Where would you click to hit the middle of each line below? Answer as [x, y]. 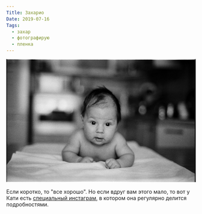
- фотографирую [31, 38]
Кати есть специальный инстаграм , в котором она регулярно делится [96, 198]
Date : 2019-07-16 [28, 19]
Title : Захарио [25, 13]
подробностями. [28, 204]
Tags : [13, 25]
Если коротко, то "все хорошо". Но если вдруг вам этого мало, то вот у [98, 192]
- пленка [23, 44]
